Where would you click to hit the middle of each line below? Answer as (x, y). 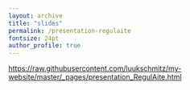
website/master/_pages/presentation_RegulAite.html (95, 77)
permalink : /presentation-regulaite (70, 31)
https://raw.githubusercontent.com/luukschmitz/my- (95, 68)
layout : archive (35, 16)
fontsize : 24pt (34, 38)
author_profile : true (45, 46)
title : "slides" (35, 23)
